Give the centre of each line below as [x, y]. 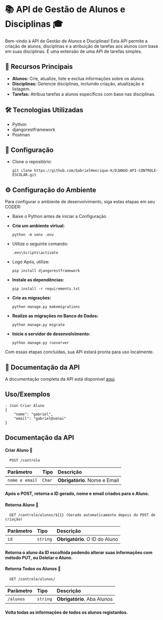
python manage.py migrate [38, 325]
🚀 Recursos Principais [39, 67]
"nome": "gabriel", [34, 414]
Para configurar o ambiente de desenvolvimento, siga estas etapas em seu [80, 202]
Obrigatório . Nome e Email [88, 480]
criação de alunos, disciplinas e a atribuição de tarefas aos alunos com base [81, 46]
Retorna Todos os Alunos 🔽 [33, 569]
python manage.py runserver [40, 343]
